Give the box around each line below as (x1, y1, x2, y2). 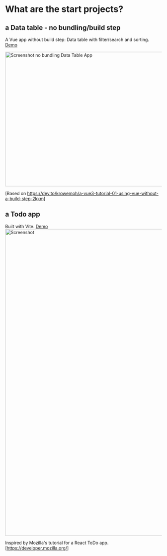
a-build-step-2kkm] (5, 196, 46, 202)
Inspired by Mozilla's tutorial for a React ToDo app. (5, 540, 109, 546)
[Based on (5, 191, 26, 196)
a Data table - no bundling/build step (5, 23, 121, 32)
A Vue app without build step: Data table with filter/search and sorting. (5, 36, 149, 42)
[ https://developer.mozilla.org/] (5, 545, 69, 551)
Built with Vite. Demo (5, 223, 48, 229)
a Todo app (5, 210, 41, 219)
